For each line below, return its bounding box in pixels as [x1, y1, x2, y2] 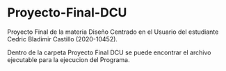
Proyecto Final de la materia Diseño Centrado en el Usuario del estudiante [7, 28, 219, 36]
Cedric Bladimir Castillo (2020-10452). [7, 34, 118, 43]
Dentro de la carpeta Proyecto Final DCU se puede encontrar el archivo [7, 48, 211, 57]
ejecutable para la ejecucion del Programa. [7, 55, 130, 63]
